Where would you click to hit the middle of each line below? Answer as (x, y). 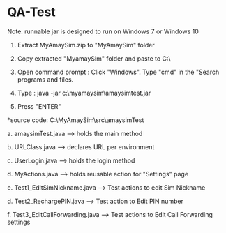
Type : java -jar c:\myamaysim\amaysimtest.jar (84, 93)
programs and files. (45, 79)
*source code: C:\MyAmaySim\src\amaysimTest (76, 120)
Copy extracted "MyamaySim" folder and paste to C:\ (94, 58)
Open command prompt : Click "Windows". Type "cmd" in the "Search (118, 72)
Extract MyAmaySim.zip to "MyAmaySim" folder (86, 45)
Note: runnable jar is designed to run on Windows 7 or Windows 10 (103, 31)
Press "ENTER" (39, 106)
